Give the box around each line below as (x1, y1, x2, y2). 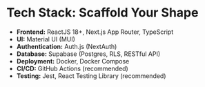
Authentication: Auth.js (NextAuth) (16, 42, 117, 50)
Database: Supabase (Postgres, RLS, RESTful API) (16, 50, 160, 58)
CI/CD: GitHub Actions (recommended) (16, 64, 128, 72)
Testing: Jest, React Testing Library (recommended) (16, 71, 166, 80)
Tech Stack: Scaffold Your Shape (6, 5, 199, 21)
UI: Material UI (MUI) (16, 35, 75, 43)
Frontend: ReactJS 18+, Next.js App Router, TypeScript (16, 28, 174, 36)
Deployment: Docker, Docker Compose (16, 57, 130, 65)
